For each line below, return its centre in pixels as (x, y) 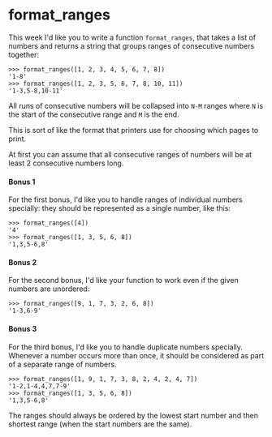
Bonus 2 (23, 262)
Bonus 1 (22, 182)
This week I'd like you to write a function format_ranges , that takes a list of (132, 37)
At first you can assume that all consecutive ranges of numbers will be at (130, 154)
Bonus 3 (23, 328)
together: (24, 54)
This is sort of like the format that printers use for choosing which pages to (134, 130)
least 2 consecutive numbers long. (66, 163)
